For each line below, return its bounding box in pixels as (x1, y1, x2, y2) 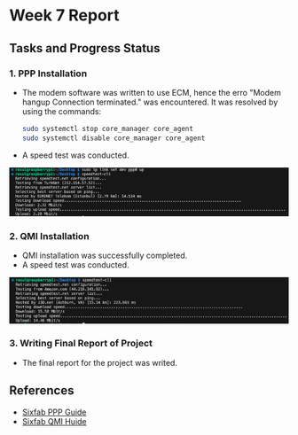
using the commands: (21, 105, 102, 116)
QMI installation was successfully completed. (21, 250, 188, 261)
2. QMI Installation (9, 230, 90, 243)
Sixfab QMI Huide (21, 416, 87, 426)
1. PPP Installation (9, 67, 88, 80)
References (9, 383, 74, 399)
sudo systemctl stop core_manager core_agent (21, 124, 193, 133)
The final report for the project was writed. (21, 357, 177, 368)
